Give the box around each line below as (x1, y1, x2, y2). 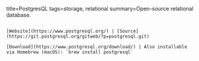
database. (6, 11, 31, 19)
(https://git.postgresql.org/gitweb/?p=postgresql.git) (6, 33, 150, 39)
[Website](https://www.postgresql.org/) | (6, 28, 115, 34)
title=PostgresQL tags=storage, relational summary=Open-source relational (6, 5, 194, 12)
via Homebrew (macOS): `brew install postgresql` (6, 49, 134, 55)
